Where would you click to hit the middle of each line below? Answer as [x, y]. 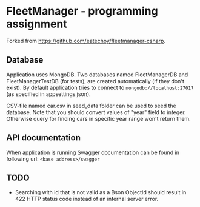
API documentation [43, 138]
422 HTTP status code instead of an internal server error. [87, 199]
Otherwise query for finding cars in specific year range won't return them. [98, 118]
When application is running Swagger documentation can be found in [93, 152]
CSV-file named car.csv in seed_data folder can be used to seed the [92, 106]
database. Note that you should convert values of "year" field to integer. [96, 112]
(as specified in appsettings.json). [48, 94]
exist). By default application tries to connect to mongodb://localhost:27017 [100, 87]
